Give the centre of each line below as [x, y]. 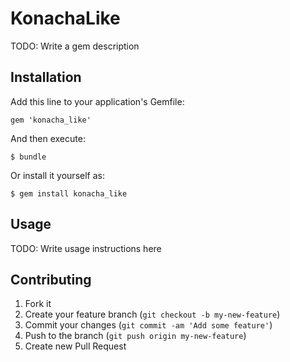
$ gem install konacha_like [69, 193]
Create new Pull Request [75, 346]
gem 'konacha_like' [51, 120]
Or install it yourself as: [57, 175]
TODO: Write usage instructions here [86, 248]
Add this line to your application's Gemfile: [97, 101]
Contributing [51, 279]
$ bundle [28, 157]
